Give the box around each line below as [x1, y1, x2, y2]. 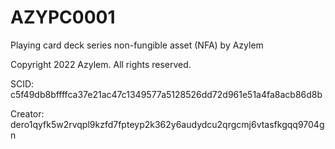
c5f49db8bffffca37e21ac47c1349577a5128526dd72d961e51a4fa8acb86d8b [10, 88, 323, 100]
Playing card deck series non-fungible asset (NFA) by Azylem [10, 39, 264, 51]
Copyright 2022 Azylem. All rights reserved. [10, 58, 192, 70]
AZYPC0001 [10, 6, 116, 29]
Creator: [10, 107, 45, 120]
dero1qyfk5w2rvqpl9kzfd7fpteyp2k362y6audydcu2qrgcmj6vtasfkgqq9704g [10, 118, 325, 130]
